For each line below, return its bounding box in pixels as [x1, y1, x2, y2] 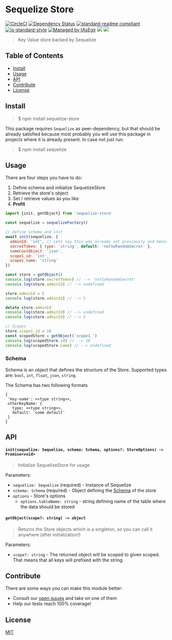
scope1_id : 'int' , [10, 253, 50, 259]
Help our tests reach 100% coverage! [12, 600, 92, 607]
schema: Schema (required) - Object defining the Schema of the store [12, 488, 157, 494]
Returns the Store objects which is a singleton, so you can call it [17, 526, 153, 532]
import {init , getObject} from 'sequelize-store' [5, 211, 114, 216]
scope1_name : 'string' [10, 258, 58, 263]
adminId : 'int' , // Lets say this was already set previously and [10, 239, 155, 244]
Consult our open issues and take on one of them [12, 595, 117, 602]
